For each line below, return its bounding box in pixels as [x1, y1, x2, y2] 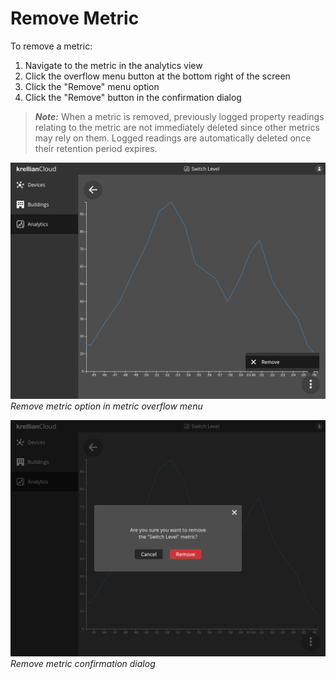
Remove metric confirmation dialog [10, 657, 156, 669]
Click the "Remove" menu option [24, 80, 160, 92]
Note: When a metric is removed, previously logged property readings [34, 110, 325, 122]
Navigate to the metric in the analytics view [24, 59, 203, 71]
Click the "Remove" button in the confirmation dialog [24, 91, 242, 103]
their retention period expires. [34, 142, 158, 154]
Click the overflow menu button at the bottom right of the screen [24, 70, 291, 82]
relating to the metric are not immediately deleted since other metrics [34, 121, 320, 133]
